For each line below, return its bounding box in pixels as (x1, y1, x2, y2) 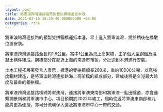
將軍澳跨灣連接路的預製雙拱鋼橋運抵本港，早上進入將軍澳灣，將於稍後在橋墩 (5, 34, 158, 40)
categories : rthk (5, 20, 40, 26)
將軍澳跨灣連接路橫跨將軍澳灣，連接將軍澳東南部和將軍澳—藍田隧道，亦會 (5, 90, 154, 96)
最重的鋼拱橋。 (13, 80, 44, 85)
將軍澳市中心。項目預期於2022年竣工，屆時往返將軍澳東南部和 (26, 96, 152, 102)
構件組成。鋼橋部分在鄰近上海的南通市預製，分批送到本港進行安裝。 (13, 57, 149, 63)
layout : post (5, 7, 32, 12)
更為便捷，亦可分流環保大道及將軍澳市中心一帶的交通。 (13, 102, 124, 108)
